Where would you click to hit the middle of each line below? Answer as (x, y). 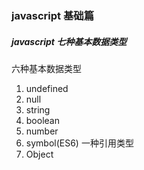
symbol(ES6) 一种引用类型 (79, 143)
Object (39, 154)
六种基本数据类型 (46, 68)
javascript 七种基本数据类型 (69, 41)
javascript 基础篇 (53, 15)
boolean (42, 120)
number (42, 131)
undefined (47, 88)
